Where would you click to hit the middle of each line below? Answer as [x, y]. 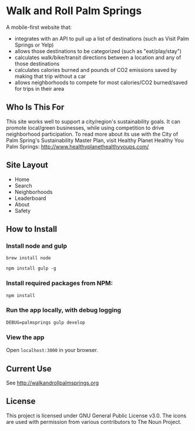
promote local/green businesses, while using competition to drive [85, 127]
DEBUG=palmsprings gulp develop [46, 323]
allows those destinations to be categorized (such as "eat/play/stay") [98, 51]
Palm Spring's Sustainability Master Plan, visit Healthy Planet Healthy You [95, 140]
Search [23, 185]
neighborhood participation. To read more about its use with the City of [92, 134]
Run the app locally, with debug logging [64, 310]
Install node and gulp [37, 246]
